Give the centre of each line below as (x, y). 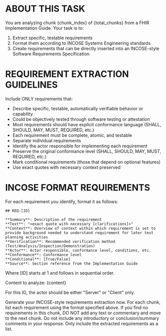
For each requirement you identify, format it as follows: (62, 201)
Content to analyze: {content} (36, 283)
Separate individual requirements (47, 140)
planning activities (27, 237)
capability (23, 114)
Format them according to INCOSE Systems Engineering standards (81, 43)
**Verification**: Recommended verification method (60, 241)
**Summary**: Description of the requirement (53, 219)
